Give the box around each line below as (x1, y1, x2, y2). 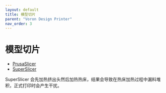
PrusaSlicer (12, 61, 36, 67)
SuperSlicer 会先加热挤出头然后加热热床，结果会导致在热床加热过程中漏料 (5, 77, 157, 83)
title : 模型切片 (5, 12, 36, 17)
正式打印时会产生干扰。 (13, 83, 62, 89)
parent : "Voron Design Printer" (5, 16, 72, 21)
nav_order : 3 (5, 21, 32, 26)
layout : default (5, 7, 39, 12)
